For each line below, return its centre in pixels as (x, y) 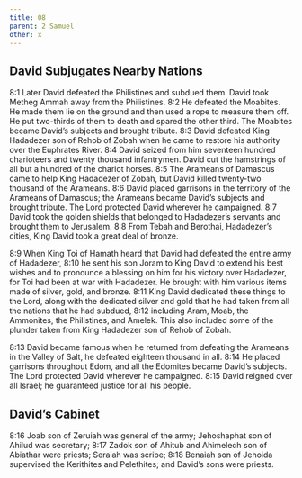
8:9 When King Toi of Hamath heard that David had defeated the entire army (151, 254)
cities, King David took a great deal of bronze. (94, 236)
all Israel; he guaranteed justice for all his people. (100, 386)
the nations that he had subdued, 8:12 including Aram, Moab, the (129, 311)
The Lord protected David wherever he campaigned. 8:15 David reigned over (151, 376)
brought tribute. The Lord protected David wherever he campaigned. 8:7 (143, 207)
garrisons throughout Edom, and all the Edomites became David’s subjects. (148, 366)
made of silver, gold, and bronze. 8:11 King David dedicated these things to (147, 292)
